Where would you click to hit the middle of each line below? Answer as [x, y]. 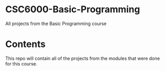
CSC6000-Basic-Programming [73, 9]
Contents [26, 44]
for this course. [21, 64]
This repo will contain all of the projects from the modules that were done [83, 58]
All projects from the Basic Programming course [56, 23]
